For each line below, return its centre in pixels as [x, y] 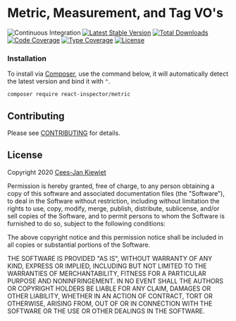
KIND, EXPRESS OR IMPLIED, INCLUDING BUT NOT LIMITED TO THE [107, 266]
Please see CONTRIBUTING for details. [64, 133]
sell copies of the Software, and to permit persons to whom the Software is [116, 216]
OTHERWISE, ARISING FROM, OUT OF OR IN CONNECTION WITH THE [110, 303]
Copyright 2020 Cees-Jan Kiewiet [57, 172]
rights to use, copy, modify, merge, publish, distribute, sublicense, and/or [113, 208]
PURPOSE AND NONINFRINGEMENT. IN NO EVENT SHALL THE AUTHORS [116, 281]
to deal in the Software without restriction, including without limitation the [113, 201]
